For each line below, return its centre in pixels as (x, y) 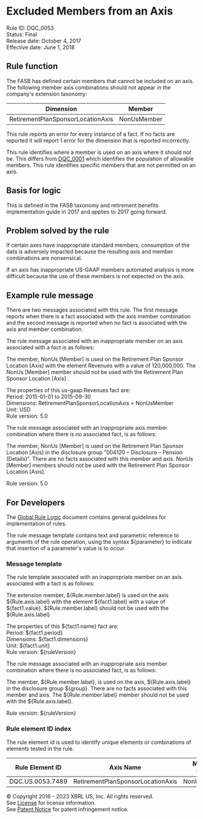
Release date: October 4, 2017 (44, 41)
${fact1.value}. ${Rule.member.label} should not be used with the (88, 608)
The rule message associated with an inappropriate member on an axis (95, 341)
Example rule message (50, 295)
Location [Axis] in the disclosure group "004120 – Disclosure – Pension (95, 452)
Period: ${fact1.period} (35, 633)
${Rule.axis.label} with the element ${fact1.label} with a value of (86, 602)
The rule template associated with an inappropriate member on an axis (94, 577)
